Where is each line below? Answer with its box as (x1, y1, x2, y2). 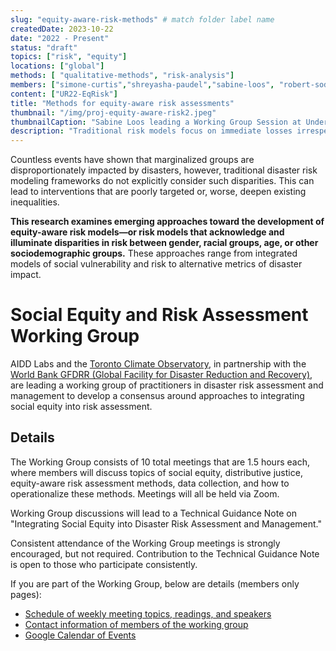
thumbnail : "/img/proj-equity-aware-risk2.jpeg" (10, 107, 217, 118)
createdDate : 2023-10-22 (10, 24, 114, 34)
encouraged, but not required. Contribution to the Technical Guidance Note (10, 547, 320, 560)
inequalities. (10, 196, 60, 208)
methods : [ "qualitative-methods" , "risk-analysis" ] (10, 71, 235, 81)
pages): (10, 588, 42, 600)
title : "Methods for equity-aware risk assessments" (10, 98, 235, 108)
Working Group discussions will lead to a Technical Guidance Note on (10, 507, 297, 519)
